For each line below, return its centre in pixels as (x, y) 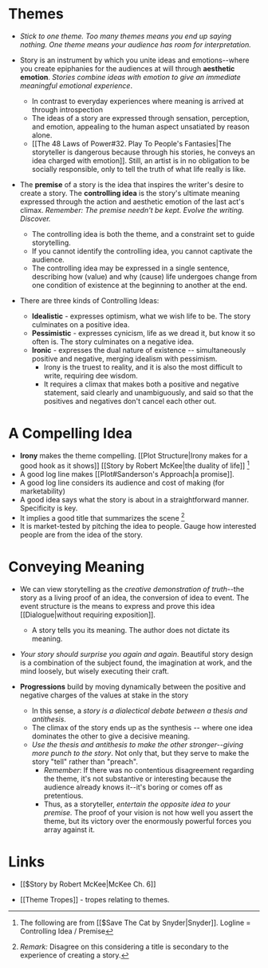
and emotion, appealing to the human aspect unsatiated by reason (140, 126)
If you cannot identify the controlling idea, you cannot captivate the (142, 251)
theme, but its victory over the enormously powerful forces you (147, 822)
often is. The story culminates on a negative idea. (112, 342)
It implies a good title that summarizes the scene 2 (102, 517)
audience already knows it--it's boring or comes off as (133, 787)
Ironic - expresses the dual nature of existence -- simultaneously (139, 350)
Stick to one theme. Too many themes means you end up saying (126, 36)
